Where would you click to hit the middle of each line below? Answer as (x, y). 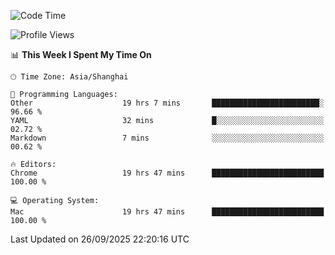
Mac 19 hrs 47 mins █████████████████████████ (167, 212)
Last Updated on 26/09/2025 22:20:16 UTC (100, 239)
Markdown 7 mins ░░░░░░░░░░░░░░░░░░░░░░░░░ (167, 138)
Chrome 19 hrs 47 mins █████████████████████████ (167, 173)
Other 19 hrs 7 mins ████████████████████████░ (167, 103)
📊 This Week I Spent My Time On (81, 54)
